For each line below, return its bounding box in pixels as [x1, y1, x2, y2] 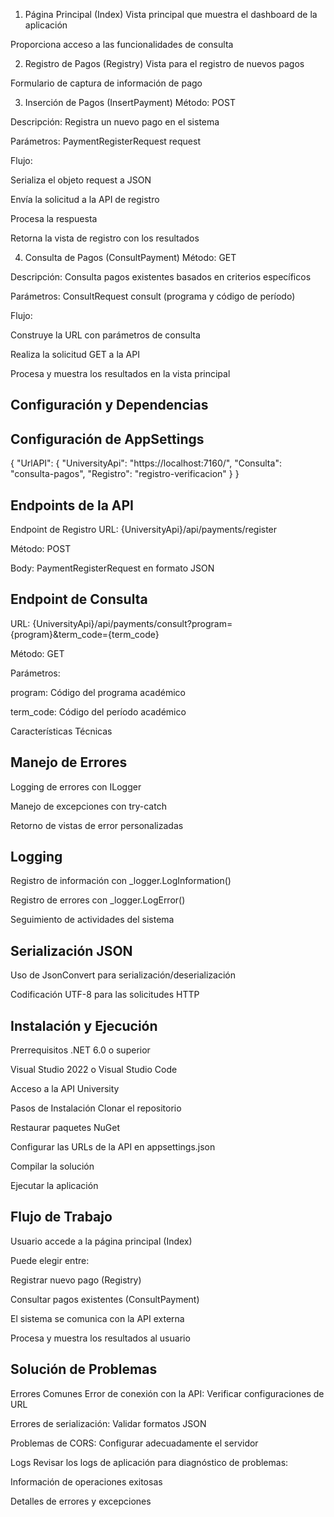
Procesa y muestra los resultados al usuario [10, 1332, 191, 1344]
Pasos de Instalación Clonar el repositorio [10, 1102, 182, 1114]
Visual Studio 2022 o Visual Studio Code [10, 1064, 178, 1076]
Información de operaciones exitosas [10, 1475, 163, 1488]
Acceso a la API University [10, 1083, 120, 1095]
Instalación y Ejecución [10, 1017, 158, 1034]
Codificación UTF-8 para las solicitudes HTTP [10, 989, 200, 1001]
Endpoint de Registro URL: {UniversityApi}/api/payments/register [10, 524, 278, 536]
